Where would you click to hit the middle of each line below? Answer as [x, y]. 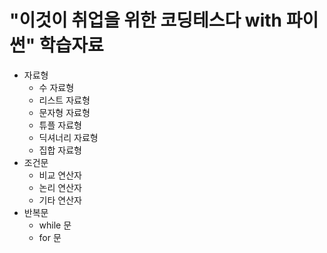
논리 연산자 [60, 187]
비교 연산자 [60, 175]
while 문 [55, 225]
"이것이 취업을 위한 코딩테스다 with [145, 20]
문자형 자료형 [64, 112]
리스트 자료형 [64, 100]
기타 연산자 [60, 200]
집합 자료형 [60, 150]
